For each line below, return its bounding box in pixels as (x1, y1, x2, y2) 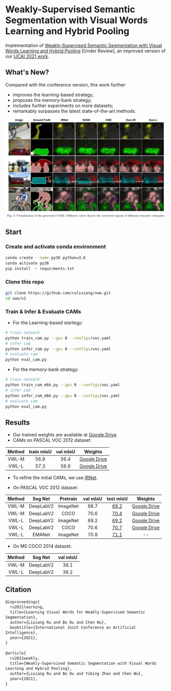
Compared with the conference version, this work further (5, 81, 125, 88)
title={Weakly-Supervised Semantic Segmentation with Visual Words (10, 661, 157, 666)
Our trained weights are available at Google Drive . (12, 432, 118, 438)
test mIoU (106, 496, 128, 502)
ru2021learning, (10, 604, 45, 610)
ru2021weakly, (10, 656, 40, 661)
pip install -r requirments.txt (5, 266, 74, 271)
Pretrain (59, 496, 78, 502)
